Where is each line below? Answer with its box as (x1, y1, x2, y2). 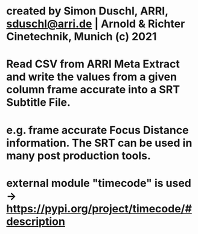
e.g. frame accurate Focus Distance (6, 123, 189, 137)
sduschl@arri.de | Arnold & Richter (6, 17, 185, 31)
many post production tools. (6, 149, 151, 162)
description (6, 215, 65, 228)
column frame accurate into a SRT (6, 83, 180, 97)
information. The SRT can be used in (6, 136, 193, 150)
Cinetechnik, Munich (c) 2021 (6, 30, 157, 43)
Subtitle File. (6, 96, 71, 109)
